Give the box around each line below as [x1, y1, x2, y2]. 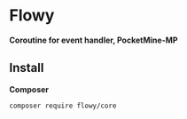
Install [9, 60, 44, 75]
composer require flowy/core [9, 101, 117, 110]
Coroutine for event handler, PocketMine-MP [9, 35, 179, 45]
